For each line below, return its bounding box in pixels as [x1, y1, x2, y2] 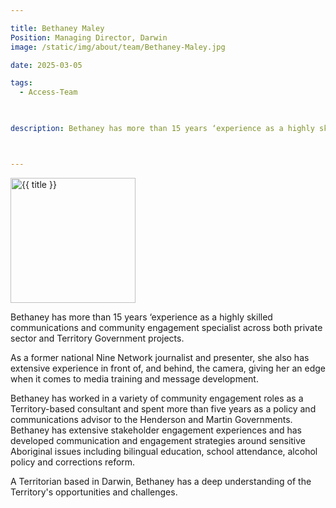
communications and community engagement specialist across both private [10, 321, 323, 333]
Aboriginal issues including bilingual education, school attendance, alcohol [10, 445, 318, 457]
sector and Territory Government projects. [10, 332, 185, 344]
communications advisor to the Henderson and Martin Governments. [10, 413, 293, 425]
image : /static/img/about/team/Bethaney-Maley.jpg [10, 42, 226, 52]
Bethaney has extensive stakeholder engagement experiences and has [10, 424, 302, 436]
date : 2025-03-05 [10, 60, 83, 70]
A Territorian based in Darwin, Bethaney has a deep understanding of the [10, 475, 312, 487]
